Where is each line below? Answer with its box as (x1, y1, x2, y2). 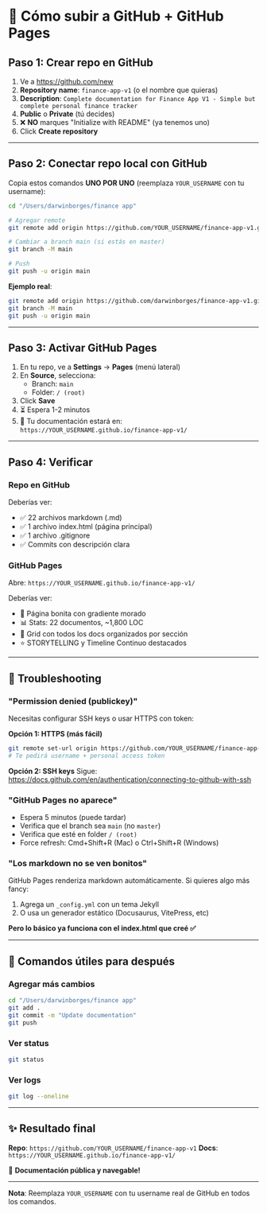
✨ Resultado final (8, 1122, 96, 1136)
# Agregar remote (8, 216, 66, 224)
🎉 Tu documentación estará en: (19, 417, 123, 426)
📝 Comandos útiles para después (8, 954, 175, 968)
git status (8, 1056, 44, 1063)
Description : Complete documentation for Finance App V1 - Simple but (19, 94, 256, 103)
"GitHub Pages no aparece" (8, 795, 118, 806)
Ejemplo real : (8, 282, 52, 291)
